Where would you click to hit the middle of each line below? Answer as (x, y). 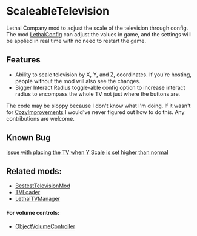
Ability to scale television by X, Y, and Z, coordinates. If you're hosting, (103, 75)
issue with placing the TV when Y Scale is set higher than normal (87, 152)
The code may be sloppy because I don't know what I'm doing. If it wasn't (98, 106)
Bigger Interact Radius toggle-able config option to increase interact (100, 87)
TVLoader (28, 192)
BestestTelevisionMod (43, 186)
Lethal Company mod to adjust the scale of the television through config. (97, 28)
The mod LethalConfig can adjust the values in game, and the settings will (98, 34)
